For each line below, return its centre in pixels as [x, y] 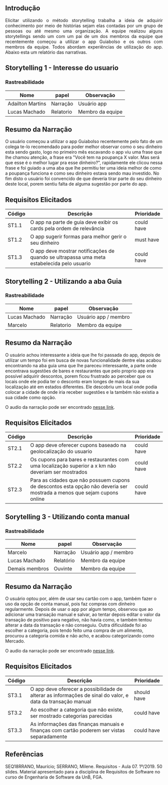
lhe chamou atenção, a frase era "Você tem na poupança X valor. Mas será [82, 158]
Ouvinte [63, 569]
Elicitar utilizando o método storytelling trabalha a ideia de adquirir [84, 20]
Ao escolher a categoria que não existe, [77, 709]
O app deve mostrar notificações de [72, 251]
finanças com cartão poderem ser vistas [77, 730]
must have [147, 240]
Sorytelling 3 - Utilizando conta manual [67, 517]
